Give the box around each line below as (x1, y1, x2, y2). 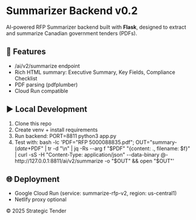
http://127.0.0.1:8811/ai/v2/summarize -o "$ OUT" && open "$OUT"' (14, 157, 174, 164)
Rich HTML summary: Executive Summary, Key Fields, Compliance (14, 69, 176, 76)
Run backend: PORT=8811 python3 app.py (14, 132, 117, 139)
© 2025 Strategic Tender (6, 207, 67, 215)
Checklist (14, 75, 37, 82)
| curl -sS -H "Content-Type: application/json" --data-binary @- (14, 151, 169, 158)
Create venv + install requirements (14, 126, 98, 133)
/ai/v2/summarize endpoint (14, 62, 80, 69)
